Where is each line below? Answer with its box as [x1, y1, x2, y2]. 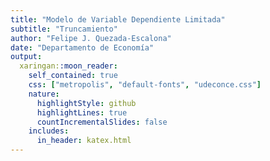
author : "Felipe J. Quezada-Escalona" [10, 33, 172, 43]
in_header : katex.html [36, 136, 132, 146]
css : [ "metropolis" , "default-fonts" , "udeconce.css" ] [28, 80, 262, 90]
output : [10, 52, 43, 62]
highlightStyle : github [36, 98, 137, 108]
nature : [28, 89, 60, 99]
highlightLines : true [36, 107, 128, 118]
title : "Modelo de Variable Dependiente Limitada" [10, 14, 226, 25]
